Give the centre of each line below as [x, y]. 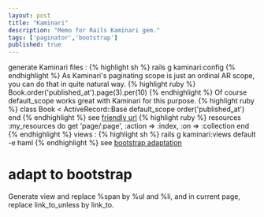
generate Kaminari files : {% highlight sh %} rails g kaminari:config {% [122, 67]
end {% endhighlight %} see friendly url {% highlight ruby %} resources [125, 118]
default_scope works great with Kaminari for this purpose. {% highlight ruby [131, 101]
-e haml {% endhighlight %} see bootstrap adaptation [95, 143]
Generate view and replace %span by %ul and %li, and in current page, [124, 196]
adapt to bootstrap [70, 175]
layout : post [30, 15]
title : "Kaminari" [38, 23]
